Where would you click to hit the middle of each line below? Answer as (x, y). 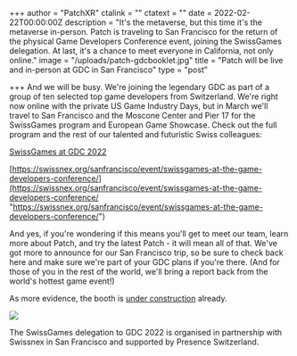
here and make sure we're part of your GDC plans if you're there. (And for (145, 262)
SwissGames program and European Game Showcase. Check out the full (143, 125)
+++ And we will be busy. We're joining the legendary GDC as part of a (140, 87)
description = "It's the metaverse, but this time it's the (164, 22)
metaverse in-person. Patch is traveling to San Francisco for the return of (144, 32)
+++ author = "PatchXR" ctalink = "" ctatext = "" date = (111, 13)
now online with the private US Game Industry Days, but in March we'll (139, 106)
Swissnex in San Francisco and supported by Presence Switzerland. (134, 342)
